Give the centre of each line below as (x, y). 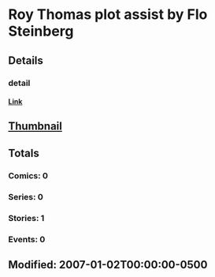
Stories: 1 (26, 218)
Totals (24, 153)
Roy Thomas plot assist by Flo (108, 15)
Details (26, 60)
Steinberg (41, 31)
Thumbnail (35, 127)
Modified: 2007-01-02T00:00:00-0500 (108, 265)
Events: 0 (27, 239)
